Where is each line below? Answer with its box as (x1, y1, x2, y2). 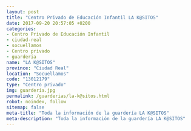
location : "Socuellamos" (6, 71, 69, 77)
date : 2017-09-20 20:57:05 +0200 (6, 20, 91, 26)
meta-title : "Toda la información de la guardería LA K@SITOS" (6, 110, 170, 116)
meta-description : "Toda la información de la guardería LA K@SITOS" (6, 115, 186, 121)
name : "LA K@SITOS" (6, 59, 56, 65)
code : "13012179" (6, 76, 50, 82)
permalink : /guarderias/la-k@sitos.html (6, 93, 110, 99)
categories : (6, 25, 36, 32)
